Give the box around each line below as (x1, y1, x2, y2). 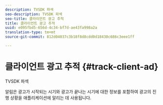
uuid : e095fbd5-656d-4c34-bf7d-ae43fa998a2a (5, 25, 97, 30)
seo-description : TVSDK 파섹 (5, 12, 63, 17)
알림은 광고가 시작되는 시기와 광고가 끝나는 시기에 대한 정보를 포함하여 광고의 (5, 88, 152, 94)
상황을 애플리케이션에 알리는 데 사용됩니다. (10, 95, 92, 101)
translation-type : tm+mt (5, 30, 56, 35)
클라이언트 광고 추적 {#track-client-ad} (5, 62, 159, 72)
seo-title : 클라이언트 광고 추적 (5, 16, 64, 21)
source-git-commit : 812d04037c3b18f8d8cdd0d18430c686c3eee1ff (5, 35, 135, 40)
